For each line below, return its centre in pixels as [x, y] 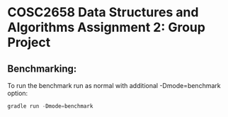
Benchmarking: [42, 68]
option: [18, 93]
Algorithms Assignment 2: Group [106, 27]
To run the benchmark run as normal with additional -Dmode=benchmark [114, 85]
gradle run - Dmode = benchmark [50, 106]
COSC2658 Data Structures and [103, 12]
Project [29, 43]
